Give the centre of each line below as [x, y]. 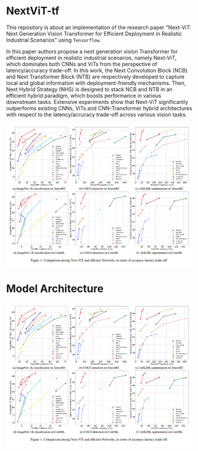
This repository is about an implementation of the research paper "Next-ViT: [99, 27]
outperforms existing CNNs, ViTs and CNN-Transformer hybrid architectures [99, 108]
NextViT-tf [33, 11]
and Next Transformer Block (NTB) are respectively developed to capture [95, 77]
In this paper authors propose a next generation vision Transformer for [92, 51]
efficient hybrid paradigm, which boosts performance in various [84, 96]
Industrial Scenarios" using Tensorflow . [54, 40]
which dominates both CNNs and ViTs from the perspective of [82, 64]
